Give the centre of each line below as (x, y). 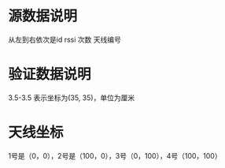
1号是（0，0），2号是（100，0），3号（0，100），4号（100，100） (115, 155)
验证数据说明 (50, 75)
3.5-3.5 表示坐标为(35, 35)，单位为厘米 (72, 97)
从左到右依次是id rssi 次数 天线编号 (65, 39)
